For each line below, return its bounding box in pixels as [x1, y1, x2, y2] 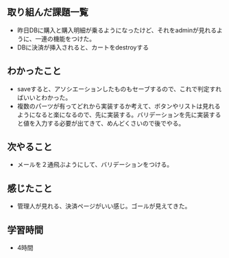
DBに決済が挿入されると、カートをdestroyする [16, 43, 149, 51]
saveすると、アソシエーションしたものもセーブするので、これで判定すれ [16, 84, 221, 93]
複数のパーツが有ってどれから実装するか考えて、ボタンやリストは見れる [16, 102, 221, 110]
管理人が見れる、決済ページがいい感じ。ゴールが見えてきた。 [16, 202, 191, 211]
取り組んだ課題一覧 [7, 6, 88, 19]
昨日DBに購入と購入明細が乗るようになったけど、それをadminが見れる [16, 26, 217, 34]
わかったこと [7, 65, 62, 77]
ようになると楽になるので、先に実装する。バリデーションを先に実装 [16, 110, 209, 119]
